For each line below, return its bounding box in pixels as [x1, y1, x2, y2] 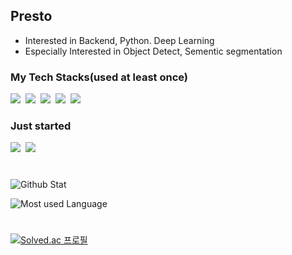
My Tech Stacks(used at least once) [10, 70, 188, 84]
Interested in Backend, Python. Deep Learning [24, 34, 215, 46]
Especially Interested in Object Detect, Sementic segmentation [24, 45, 283, 57]
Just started [10, 119, 72, 133]
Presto [10, 8, 53, 25]
